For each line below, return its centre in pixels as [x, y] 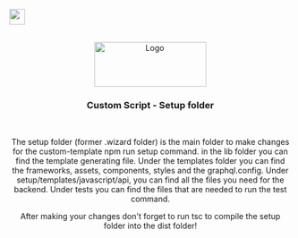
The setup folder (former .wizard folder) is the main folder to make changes [150, 142]
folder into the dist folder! [150, 226]
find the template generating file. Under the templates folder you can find [150, 161]
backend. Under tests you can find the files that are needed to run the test [150, 190]
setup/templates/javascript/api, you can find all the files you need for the [150, 180]
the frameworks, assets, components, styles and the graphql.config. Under [150, 171]
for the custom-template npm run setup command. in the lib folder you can [150, 151]
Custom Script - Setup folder [150, 105]
